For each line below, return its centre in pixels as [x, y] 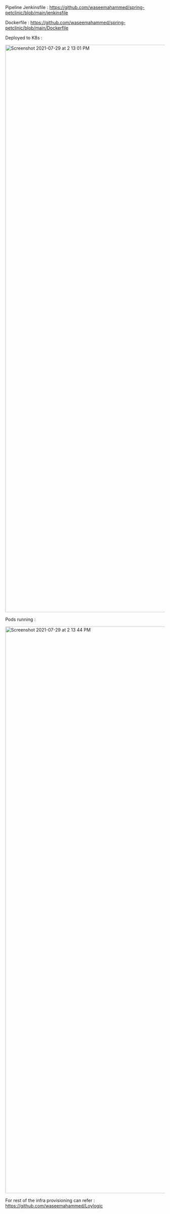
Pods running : [20, 619]
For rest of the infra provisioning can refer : [50, 1200]
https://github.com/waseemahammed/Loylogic [54, 1206]
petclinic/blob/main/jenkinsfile [37, 13]
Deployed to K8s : [24, 38]
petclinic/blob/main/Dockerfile [37, 28]
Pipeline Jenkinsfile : [27, 7]
